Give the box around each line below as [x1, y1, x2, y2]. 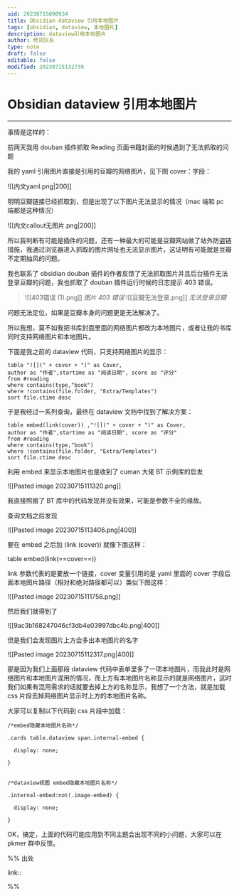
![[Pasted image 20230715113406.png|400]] [7, 526, 137, 534]
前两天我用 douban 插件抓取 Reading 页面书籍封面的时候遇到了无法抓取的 [7, 143, 223, 151]
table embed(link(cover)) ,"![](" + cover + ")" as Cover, [7, 421, 186, 429]
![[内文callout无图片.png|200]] [7, 221, 96, 230]
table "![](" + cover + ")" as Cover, [7, 361, 122, 368]
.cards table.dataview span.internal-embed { [7, 734, 144, 742]
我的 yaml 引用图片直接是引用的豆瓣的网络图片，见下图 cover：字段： [7, 166, 212, 175]
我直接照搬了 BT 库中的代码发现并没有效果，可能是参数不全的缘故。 [7, 496, 206, 505]
